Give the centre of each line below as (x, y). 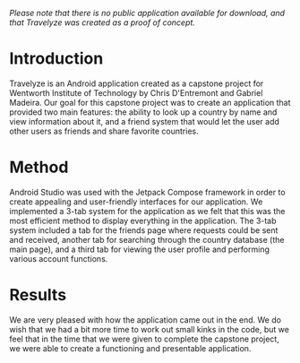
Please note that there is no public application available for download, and (147, 13)
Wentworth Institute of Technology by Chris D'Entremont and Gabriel (136, 92)
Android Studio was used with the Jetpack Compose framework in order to (147, 192)
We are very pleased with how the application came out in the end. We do (146, 320)
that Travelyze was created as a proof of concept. (102, 22)
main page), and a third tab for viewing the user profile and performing (140, 249)
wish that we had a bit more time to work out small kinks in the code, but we (149, 329)
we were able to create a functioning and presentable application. (130, 348)
